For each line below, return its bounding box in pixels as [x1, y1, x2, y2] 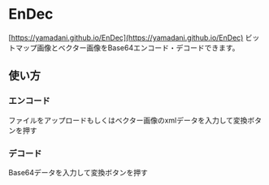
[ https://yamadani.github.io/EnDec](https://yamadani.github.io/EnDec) [8, 32, 244, 42]
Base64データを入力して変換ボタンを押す [8, 167, 148, 177]
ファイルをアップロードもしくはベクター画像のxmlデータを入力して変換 [8, 115, 248, 125]
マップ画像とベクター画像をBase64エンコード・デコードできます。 [15, 42, 240, 53]
